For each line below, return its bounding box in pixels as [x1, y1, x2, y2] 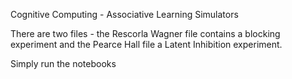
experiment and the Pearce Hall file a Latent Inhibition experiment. [10, 39, 283, 50]
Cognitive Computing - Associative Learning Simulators [10, 9, 239, 20]
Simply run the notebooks [10, 58, 117, 69]
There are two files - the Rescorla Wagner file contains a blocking [10, 28, 281, 39]
